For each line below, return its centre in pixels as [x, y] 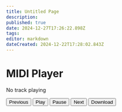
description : [22, 17]
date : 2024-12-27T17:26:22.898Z [46, 28]
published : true [26, 22]
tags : [13, 34]
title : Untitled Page [33, 11]
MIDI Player [35, 74]
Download [102, 102]
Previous [19, 102]
